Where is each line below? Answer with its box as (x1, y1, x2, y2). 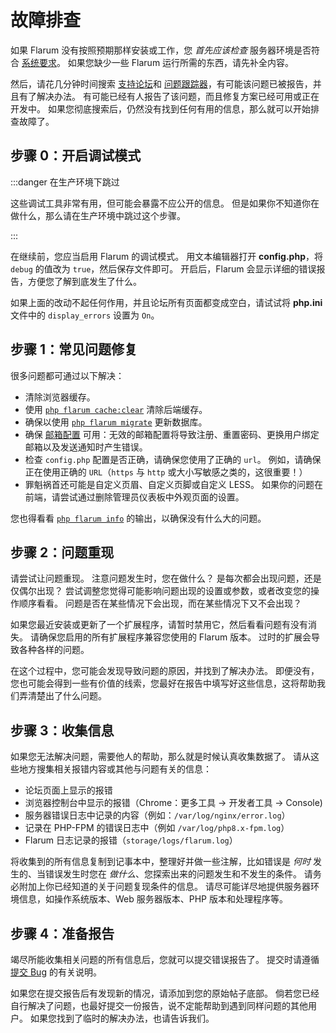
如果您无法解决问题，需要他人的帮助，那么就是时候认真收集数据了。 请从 (10, 751, 311, 763)
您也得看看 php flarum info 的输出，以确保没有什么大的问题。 (10, 512, 267, 524)
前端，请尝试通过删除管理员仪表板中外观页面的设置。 (24, 491, 245, 503)
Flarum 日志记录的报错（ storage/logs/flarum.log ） (24, 834, 238, 846)
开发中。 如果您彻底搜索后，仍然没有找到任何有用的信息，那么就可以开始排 (10, 102, 320, 115)
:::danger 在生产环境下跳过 (10, 176, 120, 188)
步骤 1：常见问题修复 (10, 341, 138, 358)
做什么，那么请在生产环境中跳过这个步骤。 (10, 209, 186, 221)
